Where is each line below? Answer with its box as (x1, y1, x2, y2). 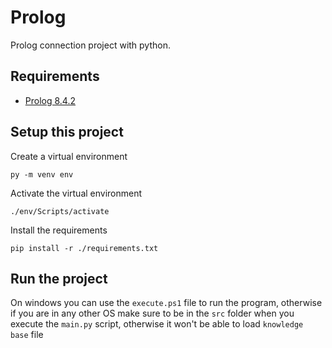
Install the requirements (10, 224, 108, 236)
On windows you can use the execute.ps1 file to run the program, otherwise (10, 297, 323, 309)
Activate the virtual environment (10, 187, 143, 199)
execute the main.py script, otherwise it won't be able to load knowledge (10, 318, 304, 330)
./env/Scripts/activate (10, 206, 110, 216)
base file (10, 329, 44, 341)
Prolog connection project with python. (10, 39, 171, 51)
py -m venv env (10, 169, 74, 180)
